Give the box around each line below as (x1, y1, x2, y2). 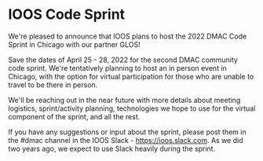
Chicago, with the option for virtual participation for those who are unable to (8, 71, 254, 81)
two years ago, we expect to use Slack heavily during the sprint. (8, 144, 216, 153)
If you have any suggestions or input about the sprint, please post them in (8, 127, 247, 137)
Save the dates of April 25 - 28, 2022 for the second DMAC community (8, 55, 238, 64)
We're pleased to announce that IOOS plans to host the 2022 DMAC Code (8, 31, 247, 41)
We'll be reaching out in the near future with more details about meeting (8, 95, 241, 104)
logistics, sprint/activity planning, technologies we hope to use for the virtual (8, 104, 256, 113)
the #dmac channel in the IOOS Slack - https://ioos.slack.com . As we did (8, 135, 243, 145)
